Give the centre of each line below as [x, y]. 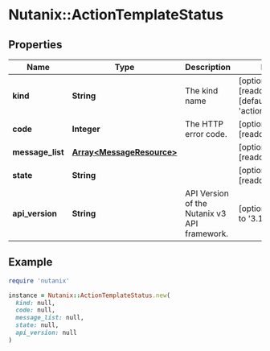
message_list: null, [50, 318]
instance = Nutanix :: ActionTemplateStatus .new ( [90, 295]
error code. [206, 134]
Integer [86, 129]
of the [196, 203]
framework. [207, 233]
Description [208, 67]
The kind [201, 91]
